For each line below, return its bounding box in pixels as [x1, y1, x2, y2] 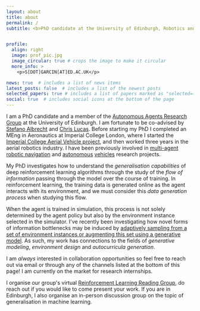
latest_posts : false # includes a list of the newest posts [6, 85, 161, 91]
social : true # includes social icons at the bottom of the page [6, 97, 174, 102]
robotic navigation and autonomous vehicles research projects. [6, 151, 161, 158]
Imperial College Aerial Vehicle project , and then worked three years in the [6, 138, 189, 145]
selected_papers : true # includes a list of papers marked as [6, 91, 164, 97]
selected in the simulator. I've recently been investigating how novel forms [6, 218, 189, 225]
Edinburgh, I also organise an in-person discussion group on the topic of [6, 292, 184, 298]
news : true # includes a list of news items [6, 80, 121, 86]
